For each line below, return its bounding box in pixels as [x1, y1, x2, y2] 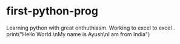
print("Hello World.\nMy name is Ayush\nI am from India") [6, 30, 150, 37]
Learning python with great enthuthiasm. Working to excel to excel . [6, 24, 175, 31]
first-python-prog [6, 4, 99, 18]
